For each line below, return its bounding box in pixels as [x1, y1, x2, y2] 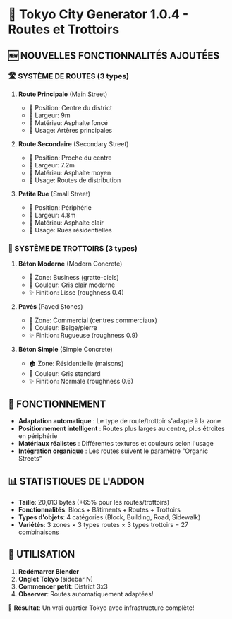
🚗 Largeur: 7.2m [28, 160, 75, 169]
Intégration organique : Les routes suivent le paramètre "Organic [18, 447, 209, 455]
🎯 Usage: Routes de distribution [28, 176, 121, 184]
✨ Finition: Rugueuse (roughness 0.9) [28, 331, 138, 340]
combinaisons [18, 528, 59, 536]
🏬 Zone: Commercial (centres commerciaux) [28, 316, 158, 324]
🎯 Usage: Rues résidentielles [28, 225, 112, 234]
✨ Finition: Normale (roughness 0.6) [28, 377, 133, 386]
